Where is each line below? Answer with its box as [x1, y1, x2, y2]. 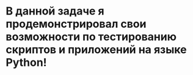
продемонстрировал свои [5, 17, 147, 31]
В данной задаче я [5, 4, 104, 18]
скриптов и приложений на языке [5, 43, 187, 57]
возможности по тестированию [5, 30, 177, 44]
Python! [5, 56, 47, 70]
